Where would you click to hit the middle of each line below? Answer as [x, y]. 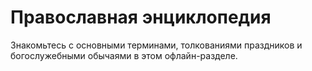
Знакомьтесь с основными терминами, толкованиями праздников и [156, 45]
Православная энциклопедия [141, 17]
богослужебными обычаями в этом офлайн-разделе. [124, 55]
